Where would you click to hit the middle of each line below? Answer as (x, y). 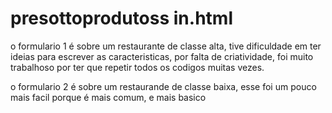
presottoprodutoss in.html (121, 18)
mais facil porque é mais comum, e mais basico (108, 97)
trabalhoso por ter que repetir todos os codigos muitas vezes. (137, 67)
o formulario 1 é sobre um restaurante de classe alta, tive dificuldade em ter (166, 46)
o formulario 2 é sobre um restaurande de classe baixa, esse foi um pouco (163, 86)
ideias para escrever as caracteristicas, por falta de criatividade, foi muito (162, 56)
